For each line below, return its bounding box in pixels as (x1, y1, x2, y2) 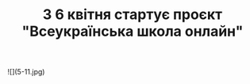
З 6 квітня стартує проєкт (42, 6, 223, 24)
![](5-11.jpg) (7, 67, 45, 77)
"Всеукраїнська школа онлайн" (21, 22, 244, 40)
